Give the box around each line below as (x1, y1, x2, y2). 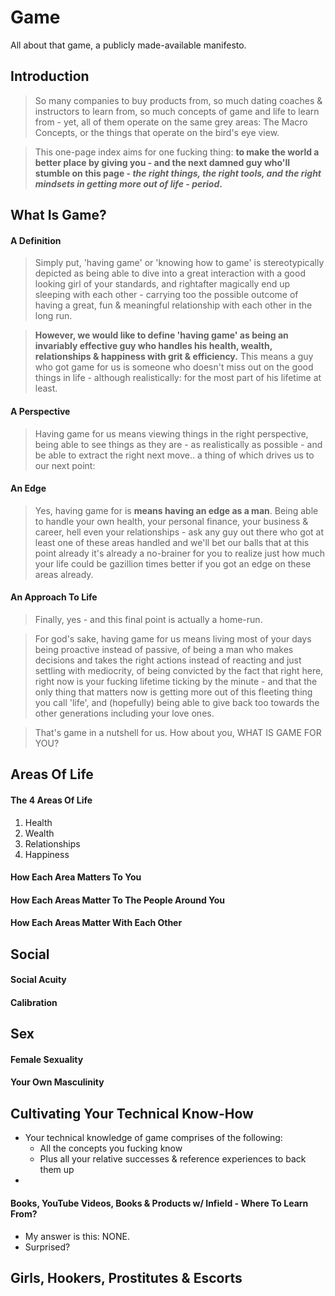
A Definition (10, 234, 62, 246)
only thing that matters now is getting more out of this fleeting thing (34, 686, 313, 698)
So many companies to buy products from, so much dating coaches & (34, 94, 323, 106)
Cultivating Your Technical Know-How (10, 1105, 254, 1122)
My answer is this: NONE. (24, 1230, 130, 1242)
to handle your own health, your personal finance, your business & (34, 515, 309, 527)
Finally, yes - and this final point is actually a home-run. (34, 613, 263, 625)
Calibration (10, 996, 58, 1008)
